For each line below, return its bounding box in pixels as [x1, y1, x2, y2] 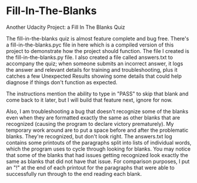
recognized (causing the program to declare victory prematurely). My [6, 120, 174, 127]
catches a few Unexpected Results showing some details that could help [6, 72, 182, 79]
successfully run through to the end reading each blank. [6, 170, 142, 177]
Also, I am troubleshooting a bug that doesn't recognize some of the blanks [6, 108, 189, 115]
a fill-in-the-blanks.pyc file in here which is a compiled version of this [6, 41, 174, 48]
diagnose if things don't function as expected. [6, 78, 118, 86]
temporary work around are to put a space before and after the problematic [6, 127, 189, 134]
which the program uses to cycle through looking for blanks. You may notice [6, 145, 191, 152]
